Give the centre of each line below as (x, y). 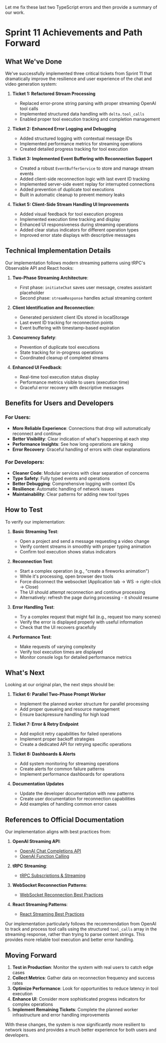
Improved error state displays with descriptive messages (78, 235)
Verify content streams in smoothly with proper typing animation (85, 546)
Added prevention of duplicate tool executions (67, 189)
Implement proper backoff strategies (57, 739)
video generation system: (31, 84)
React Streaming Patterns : (40, 905)
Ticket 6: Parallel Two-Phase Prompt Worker (59, 694)
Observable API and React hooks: (39, 268)
